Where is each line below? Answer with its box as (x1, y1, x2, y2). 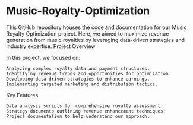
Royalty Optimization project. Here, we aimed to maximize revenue (6, 30, 169, 37)
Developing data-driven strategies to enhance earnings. (6, 76, 150, 82)
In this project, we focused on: (6, 54, 81, 61)
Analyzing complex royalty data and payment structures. (6, 65, 150, 72)
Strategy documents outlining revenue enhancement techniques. (6, 108, 166, 114)
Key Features (6, 91, 39, 98)
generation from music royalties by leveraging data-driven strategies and (6, 36, 185, 43)
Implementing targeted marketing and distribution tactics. (6, 81, 159, 87)
